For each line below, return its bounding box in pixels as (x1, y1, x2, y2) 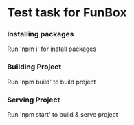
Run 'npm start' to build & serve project (7, 111, 118, 119)
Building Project (7, 62, 62, 71)
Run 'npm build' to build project (7, 78, 96, 86)
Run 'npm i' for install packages (7, 45, 97, 53)
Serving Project (7, 95, 60, 104)
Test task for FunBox (7, 5, 127, 21)
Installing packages (7, 30, 74, 39)
